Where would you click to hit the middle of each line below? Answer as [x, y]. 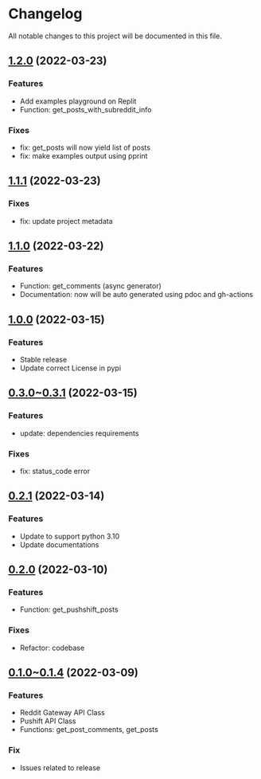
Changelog [45, 14]
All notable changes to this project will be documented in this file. [115, 36]
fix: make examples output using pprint [84, 155]
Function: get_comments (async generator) [90, 286]
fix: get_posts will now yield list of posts [85, 147]
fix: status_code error [55, 471]
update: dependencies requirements [79, 433]
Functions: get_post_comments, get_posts [89, 730]
